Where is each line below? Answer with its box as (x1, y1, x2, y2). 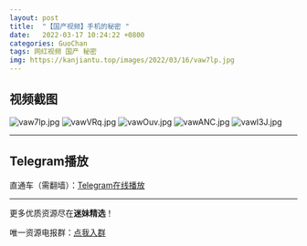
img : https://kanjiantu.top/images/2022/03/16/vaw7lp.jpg (9, 56, 235, 65)
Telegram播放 (9, 154, 89, 169)
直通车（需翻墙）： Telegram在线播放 (9, 179, 145, 190)
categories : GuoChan (9, 38, 89, 48)
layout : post (9, 13, 59, 23)
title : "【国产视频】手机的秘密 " (9, 22, 130, 31)
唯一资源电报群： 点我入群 (9, 227, 106, 238)
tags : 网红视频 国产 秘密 (9, 47, 98, 56)
